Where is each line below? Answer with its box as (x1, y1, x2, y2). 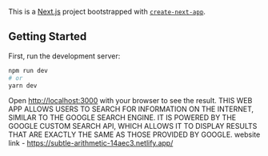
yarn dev (8, 82, 38, 90)
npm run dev (8, 66, 48, 74)
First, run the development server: (8, 51, 121, 61)
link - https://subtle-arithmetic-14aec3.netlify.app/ (8, 138, 174, 148)
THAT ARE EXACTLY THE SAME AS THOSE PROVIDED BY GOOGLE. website (8, 130, 261, 139)
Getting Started (8, 30, 87, 43)
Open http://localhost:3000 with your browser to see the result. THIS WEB (8, 96, 253, 106)
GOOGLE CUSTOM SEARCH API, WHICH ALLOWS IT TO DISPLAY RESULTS (8, 122, 258, 131)
